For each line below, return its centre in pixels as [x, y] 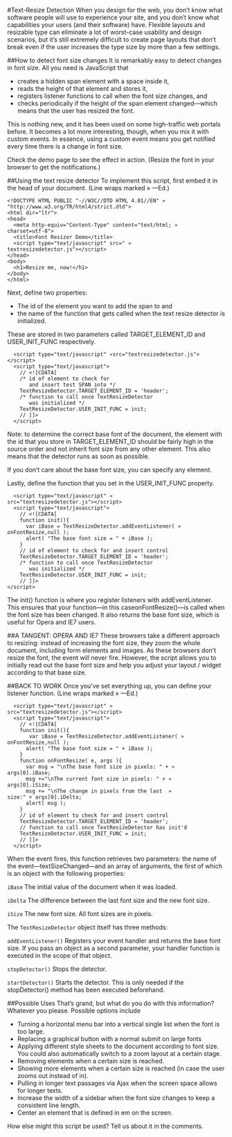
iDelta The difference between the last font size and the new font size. [108, 900]
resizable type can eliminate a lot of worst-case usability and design [105, 32]
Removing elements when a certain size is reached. [91, 1061]
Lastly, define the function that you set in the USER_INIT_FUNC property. [111, 483]
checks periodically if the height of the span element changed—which [117, 103]
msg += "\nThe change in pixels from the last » [98, 791]
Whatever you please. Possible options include [74, 1011]
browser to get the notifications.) [54, 167]
